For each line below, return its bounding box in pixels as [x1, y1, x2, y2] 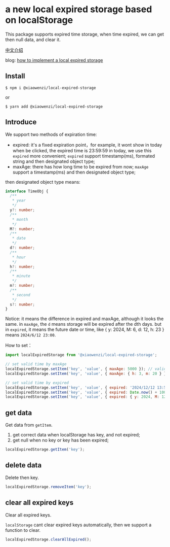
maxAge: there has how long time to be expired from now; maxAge [12, 163, 149, 169]
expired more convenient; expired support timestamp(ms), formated [12, 153, 155, 159]
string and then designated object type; [12, 158, 95, 164]
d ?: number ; [10, 245, 35, 251]
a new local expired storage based [5, 4, 152, 15]
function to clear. [5, 527, 41, 533]
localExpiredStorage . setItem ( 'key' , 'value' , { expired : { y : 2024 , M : [5, 394, 160, 399]
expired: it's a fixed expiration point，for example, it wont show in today [12, 142, 162, 148]
